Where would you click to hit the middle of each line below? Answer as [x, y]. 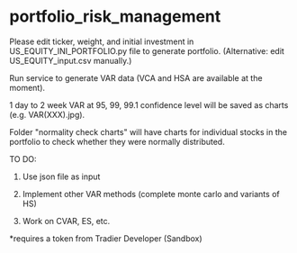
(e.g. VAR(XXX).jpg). [47, 114]
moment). [27, 87]
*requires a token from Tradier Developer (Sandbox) [106, 238]
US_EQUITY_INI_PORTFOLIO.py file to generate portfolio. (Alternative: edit [147, 50]
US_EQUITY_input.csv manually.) [71, 60]
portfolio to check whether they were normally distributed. [117, 141]
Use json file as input [61, 176]
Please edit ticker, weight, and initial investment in [102, 41]
